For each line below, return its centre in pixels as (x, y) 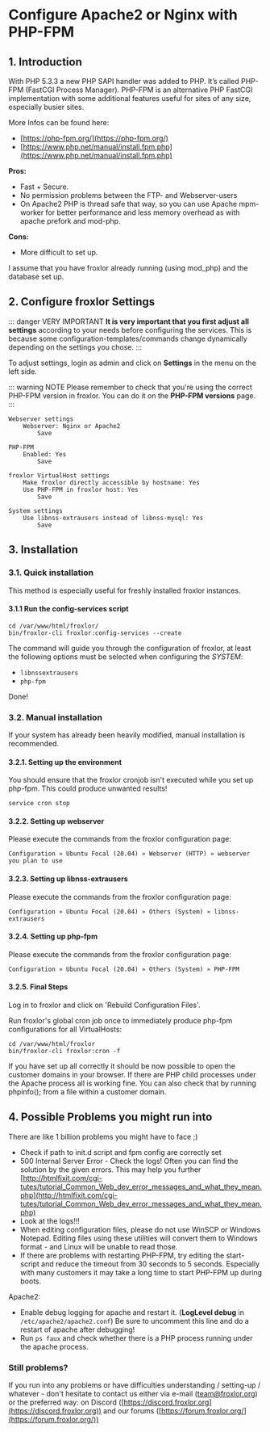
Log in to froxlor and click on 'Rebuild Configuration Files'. (104, 1005)
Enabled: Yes (45, 454)
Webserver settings (41, 419)
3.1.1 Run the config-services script (69, 609)
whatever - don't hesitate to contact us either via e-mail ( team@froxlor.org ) (133, 1394)
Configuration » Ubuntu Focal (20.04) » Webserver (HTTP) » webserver (129, 854)
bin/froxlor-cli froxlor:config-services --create (95, 633)
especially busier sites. (46, 107)
